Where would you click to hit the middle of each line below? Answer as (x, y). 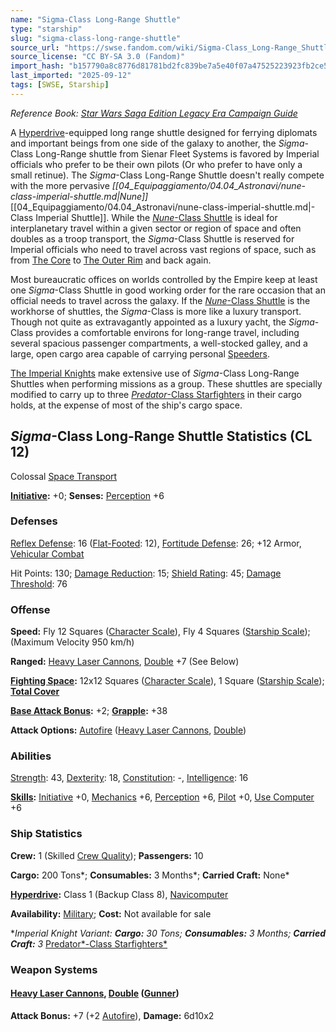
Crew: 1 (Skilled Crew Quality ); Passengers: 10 (107, 855)
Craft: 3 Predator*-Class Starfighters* (89, 943)
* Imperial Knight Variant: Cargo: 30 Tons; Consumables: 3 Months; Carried (168, 933)
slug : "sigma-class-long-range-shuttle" (96, 38)
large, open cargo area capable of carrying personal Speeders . (140, 353)
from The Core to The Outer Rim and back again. (111, 260)
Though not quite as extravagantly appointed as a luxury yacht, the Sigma (162, 322)
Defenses (34, 521)
